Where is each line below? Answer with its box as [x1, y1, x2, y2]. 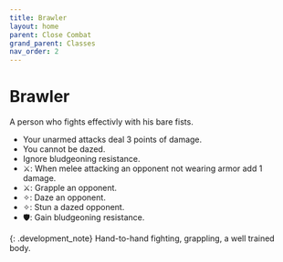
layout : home [9, 22, 59, 31]
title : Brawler [9, 13, 68, 23]
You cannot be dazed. [22, 144, 106, 155]
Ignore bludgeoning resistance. [22, 154, 141, 165]
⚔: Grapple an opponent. [22, 183, 117, 194]
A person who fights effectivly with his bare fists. [9, 116, 194, 127]
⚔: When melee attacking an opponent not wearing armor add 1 [22, 163, 263, 174]
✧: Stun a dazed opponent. [22, 202, 125, 213]
